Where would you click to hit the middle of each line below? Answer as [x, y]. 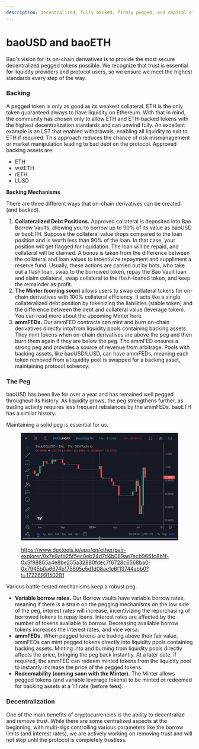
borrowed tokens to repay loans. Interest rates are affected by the [95, 617]
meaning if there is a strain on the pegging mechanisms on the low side [102, 604]
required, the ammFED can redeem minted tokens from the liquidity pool [103, 661]
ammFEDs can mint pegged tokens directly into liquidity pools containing [104, 642]
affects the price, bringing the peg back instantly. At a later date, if [95, 655]
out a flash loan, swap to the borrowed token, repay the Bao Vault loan [100, 271]
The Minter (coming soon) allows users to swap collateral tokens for [99, 290]
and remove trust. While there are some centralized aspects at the [87, 721]
